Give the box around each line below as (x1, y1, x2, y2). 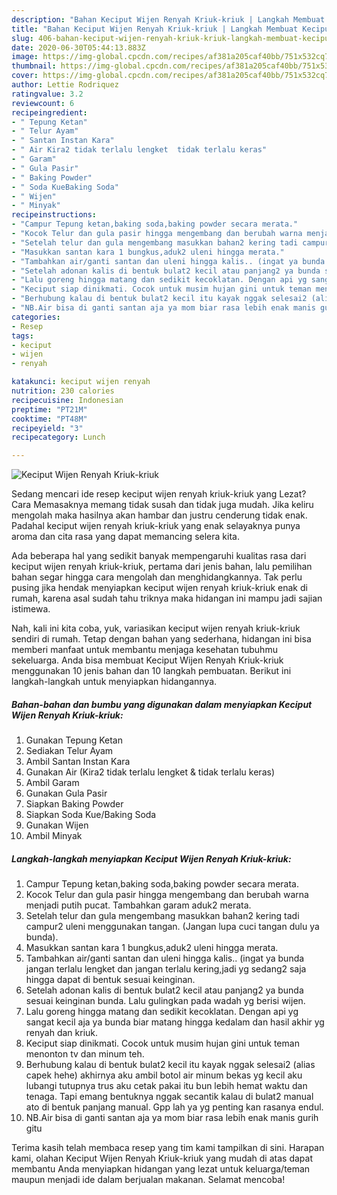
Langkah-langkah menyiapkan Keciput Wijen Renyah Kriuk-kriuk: (11, 852, 292, 865)
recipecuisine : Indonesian (11, 395, 124, 405)
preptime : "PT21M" (11, 404, 88, 415)
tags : (11, 331, 34, 341)
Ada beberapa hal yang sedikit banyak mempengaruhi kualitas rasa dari (11, 550, 307, 562)
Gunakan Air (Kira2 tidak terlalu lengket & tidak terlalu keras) (25, 766, 275, 778)
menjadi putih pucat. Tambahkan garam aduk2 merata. (25, 899, 252, 911)
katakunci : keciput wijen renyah (11, 377, 151, 387)
